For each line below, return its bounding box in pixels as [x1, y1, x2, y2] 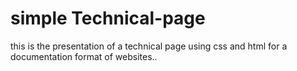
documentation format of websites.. [10, 50, 158, 62]
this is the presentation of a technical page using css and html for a [10, 40, 288, 52]
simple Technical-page [10, 7, 206, 30]
